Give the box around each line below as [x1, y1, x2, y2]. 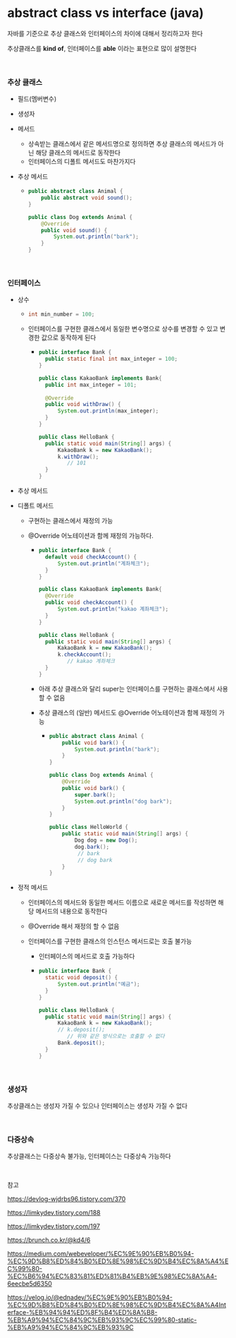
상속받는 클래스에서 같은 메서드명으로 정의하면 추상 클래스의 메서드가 [27, 140, 217, 148]
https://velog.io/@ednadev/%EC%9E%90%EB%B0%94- [7, 1294, 173, 1302]
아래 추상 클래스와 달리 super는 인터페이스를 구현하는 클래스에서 [38, 684, 216, 693]
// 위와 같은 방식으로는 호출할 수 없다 [66, 1033, 166, 1040]
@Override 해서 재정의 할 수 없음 [27, 922, 120, 931]
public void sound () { [41, 227, 108, 234]
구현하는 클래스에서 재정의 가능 [27, 517, 113, 525]
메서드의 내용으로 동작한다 [35, 907, 108, 916]
